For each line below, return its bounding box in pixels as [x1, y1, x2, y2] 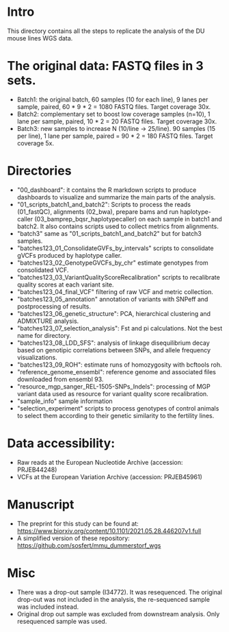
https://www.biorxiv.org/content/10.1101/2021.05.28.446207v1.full [16, 526, 202, 535]
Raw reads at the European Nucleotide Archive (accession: [16, 458, 183, 466]
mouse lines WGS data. [7, 34, 73, 42]
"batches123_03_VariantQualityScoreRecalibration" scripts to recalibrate [16, 273, 220, 281]
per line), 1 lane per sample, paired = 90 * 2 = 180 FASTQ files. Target [16, 132, 213, 140]
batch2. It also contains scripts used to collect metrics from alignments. [16, 222, 219, 230]
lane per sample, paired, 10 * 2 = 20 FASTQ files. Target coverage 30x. [16, 117, 217, 125]
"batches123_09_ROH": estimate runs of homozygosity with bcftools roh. [16, 361, 222, 369]
